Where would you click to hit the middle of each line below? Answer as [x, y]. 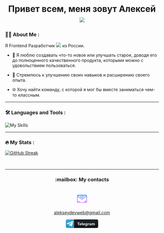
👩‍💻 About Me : [22, 35]
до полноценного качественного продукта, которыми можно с [78, 60]
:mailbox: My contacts [82, 180]
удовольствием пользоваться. [44, 66]
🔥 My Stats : [20, 142]
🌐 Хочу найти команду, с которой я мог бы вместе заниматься [78, 90]
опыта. [19, 80]
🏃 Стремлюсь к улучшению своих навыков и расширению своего [81, 75]
